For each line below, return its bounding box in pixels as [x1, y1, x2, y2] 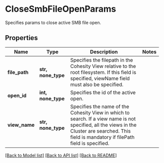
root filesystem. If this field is [70, 69, 137, 75]
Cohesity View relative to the [70, 63, 136, 70]
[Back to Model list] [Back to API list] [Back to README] [5, 152, 117, 158]
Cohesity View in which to [70, 109, 130, 116]
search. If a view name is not [70, 115, 136, 122]
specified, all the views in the [70, 121, 137, 128]
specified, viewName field [70, 75, 130, 82]
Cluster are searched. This [70, 127, 131, 134]
